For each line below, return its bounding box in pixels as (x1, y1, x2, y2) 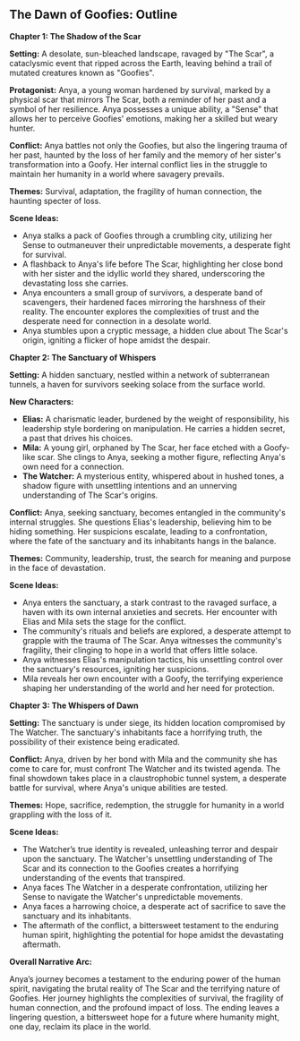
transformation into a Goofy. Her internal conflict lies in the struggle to (9, 158, 268, 169)
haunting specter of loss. (9, 195, 101, 206)
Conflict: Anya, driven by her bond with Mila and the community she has (9, 754, 278, 764)
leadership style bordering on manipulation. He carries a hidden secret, (21, 422, 286, 433)
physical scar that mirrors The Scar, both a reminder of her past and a (9, 94, 267, 105)
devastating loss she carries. (21, 277, 129, 288)
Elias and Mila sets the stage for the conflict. (21, 616, 186, 627)
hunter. (9, 123, 36, 133)
